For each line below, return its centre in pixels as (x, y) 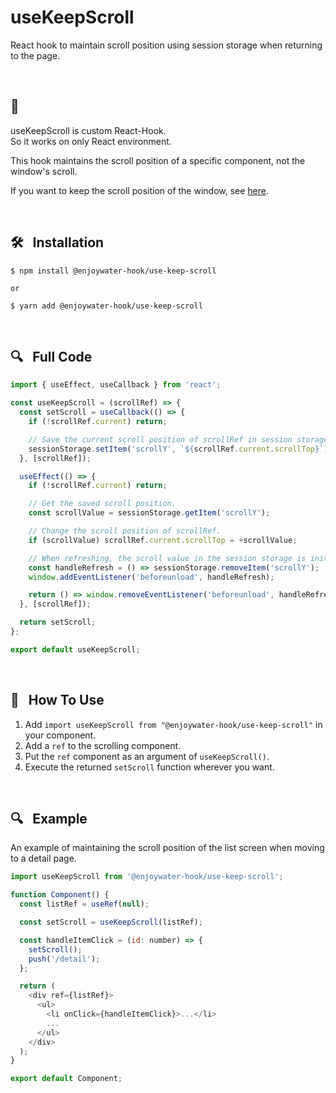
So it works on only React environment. (91, 141)
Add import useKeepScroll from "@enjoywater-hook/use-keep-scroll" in (173, 724)
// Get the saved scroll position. (102, 504)
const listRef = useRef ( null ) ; (84, 904)
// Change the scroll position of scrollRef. (125, 531)
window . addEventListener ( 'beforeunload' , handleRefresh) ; (151, 577)
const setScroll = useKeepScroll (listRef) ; (111, 922)
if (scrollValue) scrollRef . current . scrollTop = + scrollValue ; (163, 540)
